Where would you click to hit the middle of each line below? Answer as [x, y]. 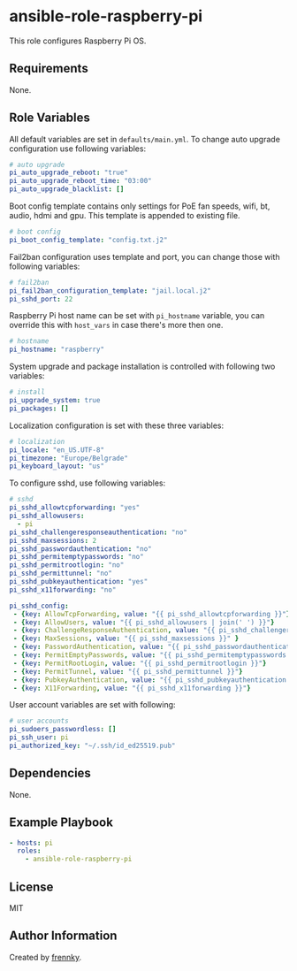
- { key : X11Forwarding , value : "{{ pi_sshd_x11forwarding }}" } [132, 688]
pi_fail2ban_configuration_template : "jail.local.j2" [110, 291]
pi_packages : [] [39, 409]
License [31, 887]
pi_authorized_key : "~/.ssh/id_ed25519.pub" [92, 746]
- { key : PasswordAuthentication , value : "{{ [96, 647]
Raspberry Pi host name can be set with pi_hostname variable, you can [137, 316]
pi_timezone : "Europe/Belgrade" [69, 458]
